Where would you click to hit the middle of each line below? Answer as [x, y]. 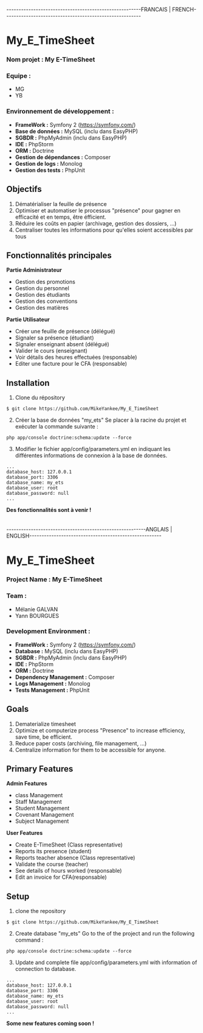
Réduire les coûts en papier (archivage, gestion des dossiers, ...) [96, 223]
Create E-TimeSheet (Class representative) [69, 845]
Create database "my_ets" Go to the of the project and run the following [105, 934]
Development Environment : [48, 631]
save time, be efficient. [44, 737]
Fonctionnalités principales [59, 255]
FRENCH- [184, 9]
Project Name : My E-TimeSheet [54, 580]
